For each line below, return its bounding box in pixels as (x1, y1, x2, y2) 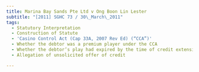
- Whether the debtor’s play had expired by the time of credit (11, 47, 174, 53)
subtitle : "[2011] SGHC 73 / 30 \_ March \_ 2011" (6, 14, 123, 20)
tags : (6, 19, 20, 25)
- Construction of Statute (11, 30, 78, 36)
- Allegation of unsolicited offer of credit (11, 52, 126, 58)
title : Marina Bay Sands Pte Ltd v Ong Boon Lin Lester (6, 8, 147, 15)
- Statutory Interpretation (11, 25, 81, 31)
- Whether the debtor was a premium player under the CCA (11, 42, 158, 47)
